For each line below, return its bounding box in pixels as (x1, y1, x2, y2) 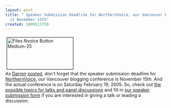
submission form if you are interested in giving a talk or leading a (5, 92, 141, 98)
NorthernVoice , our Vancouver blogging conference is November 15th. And (5, 76, 163, 82)
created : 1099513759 (5, 21, 49, 27)
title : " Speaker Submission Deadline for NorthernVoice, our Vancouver (5, 12, 163, 17)
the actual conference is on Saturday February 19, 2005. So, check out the (5, 82, 161, 88)
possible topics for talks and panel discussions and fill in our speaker (5, 87, 150, 93)
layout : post (5, 7, 33, 13)
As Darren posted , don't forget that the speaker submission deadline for (5, 71, 156, 77)
